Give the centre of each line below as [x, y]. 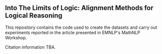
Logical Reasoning [34, 16]
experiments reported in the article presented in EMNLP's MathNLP [73, 32]
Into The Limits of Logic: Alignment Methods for [79, 8]
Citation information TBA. [30, 47]
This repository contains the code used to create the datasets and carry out [81, 27]
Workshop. [16, 37]
